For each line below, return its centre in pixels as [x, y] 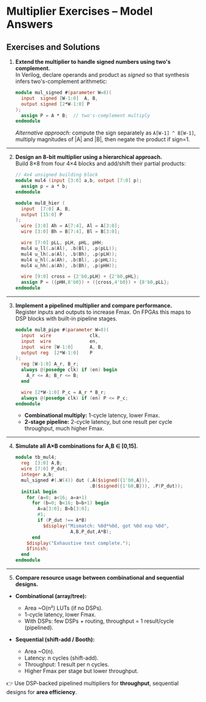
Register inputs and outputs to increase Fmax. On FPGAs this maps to [103, 312]
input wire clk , [61, 335]
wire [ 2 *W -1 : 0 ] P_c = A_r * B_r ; [64, 392]
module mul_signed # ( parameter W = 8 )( [63, 93]
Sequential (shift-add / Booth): [55, 639]
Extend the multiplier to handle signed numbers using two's [93, 62]
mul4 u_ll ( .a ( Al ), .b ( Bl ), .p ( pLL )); [69, 248]
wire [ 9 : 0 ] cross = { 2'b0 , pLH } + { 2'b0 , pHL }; [80, 277]
